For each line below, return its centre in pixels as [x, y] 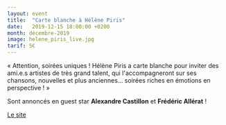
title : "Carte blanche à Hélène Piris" [67, 20]
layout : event [28, 14]
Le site [17, 115]
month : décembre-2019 [38, 33]
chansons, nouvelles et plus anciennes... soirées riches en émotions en [109, 80]
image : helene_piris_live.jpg [51, 40]
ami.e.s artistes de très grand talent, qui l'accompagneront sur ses [102, 73]
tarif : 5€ [21, 46]
